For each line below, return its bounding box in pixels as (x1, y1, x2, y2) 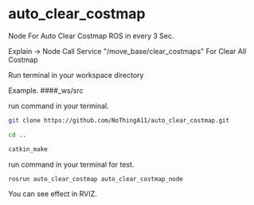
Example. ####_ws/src (8, 85, 84, 95)
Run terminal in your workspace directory (8, 70, 144, 79)
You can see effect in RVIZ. (8, 189, 97, 199)
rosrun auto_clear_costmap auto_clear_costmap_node (8, 175, 183, 183)
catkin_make (8, 145, 48, 153)
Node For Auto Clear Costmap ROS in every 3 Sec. (8, 31, 174, 41)
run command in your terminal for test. (8, 160, 135, 169)
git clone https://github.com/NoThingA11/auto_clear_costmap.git (8, 116, 229, 124)
